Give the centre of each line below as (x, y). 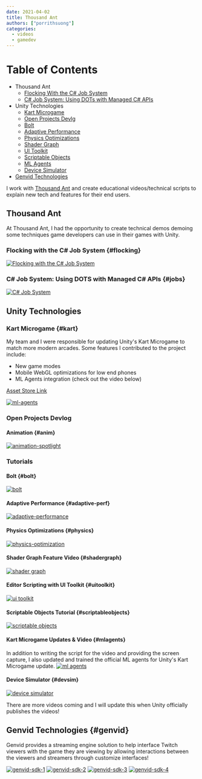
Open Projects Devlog (39, 418)
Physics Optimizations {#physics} (50, 531)
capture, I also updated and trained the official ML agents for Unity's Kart (97, 659)
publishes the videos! (33, 711)
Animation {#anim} (31, 432)
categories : (21, 29)
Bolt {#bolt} (21, 476)
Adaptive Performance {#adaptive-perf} (58, 503)
